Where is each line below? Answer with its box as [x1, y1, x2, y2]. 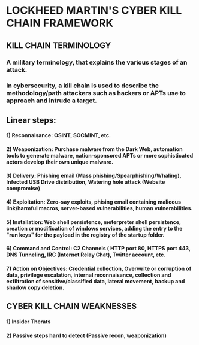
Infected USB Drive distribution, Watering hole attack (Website [6, 178, 165, 186]
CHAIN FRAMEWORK [6, 16, 114, 30]
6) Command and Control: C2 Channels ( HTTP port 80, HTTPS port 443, [6, 245, 191, 252]
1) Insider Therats [6, 318, 51, 325]
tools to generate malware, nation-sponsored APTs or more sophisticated [6, 152, 194, 159]
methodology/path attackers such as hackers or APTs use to [6, 89, 186, 98]
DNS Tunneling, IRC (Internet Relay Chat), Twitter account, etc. [6, 251, 166, 258]
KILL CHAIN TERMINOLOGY [6, 40, 111, 50]
